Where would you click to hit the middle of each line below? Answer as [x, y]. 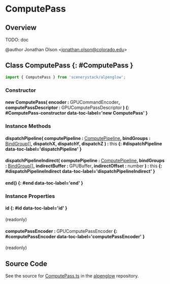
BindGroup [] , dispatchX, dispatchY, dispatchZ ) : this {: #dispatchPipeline [84, 144]
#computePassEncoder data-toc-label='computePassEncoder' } [75, 236]
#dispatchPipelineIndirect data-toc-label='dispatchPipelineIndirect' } [80, 171]
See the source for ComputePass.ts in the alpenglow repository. [72, 276]
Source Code [26, 263]
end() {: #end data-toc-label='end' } [44, 183]
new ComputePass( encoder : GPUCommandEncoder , [63, 102]
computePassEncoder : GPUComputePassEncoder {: [61, 231]
